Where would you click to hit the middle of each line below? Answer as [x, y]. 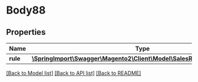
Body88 [26, 10]
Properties [26, 32]
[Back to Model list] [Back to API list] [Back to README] [74, 73]
